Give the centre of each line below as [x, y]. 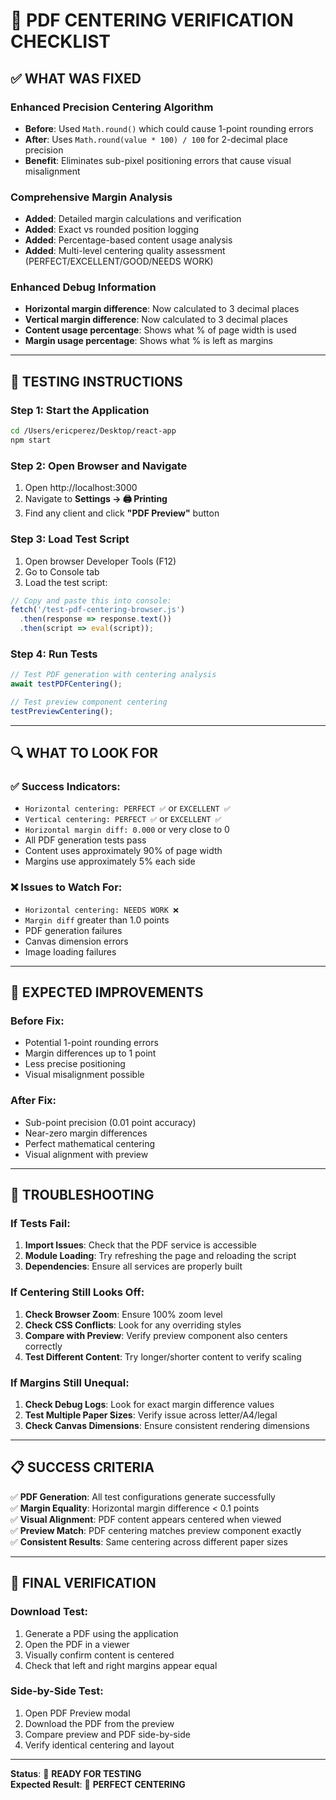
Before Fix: [37, 1021]
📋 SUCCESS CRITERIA [82, 1467]
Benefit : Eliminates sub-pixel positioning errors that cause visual [158, 160]
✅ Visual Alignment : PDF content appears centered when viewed [146, 1519]
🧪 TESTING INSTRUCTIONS [96, 381]
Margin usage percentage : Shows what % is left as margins [148, 341]
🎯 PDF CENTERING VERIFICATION [152, 20]
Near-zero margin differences [86, 1133]
